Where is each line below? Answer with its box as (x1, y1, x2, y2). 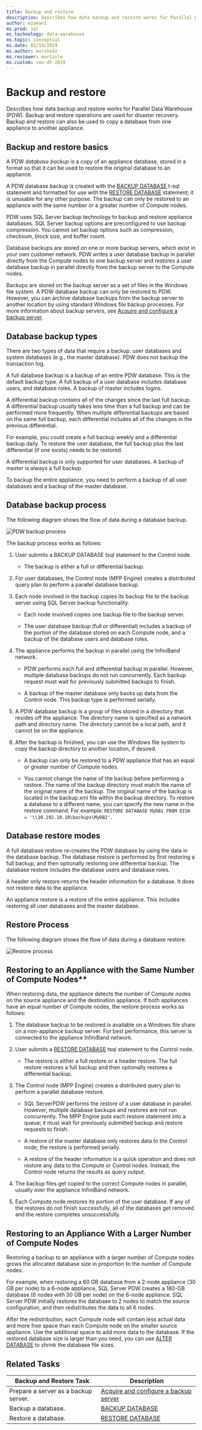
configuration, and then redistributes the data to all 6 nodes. (6, 1304, 155, 1311)
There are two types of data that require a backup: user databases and (6, 348, 182, 355)
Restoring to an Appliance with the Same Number (6, 965, 195, 975)
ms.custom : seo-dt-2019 (6, 59, 66, 65)
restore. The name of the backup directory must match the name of (23, 781, 191, 788)
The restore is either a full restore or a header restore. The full (23, 1057, 177, 1065)
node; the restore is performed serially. (23, 1144, 121, 1151)
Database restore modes (6, 831, 100, 841)
